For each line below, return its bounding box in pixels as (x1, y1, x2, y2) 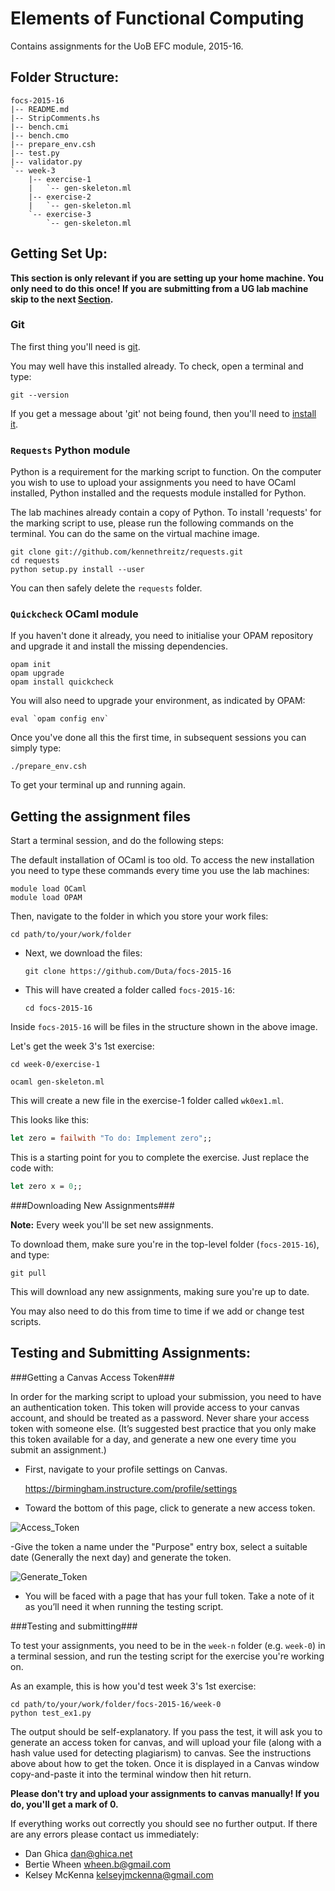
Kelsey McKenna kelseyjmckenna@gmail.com (24, 1868, 214, 1881)
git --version (10, 390, 70, 400)
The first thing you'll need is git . (10, 340, 141, 352)
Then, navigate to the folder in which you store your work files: (10, 910, 269, 922)
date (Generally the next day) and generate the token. (10, 1551, 232, 1563)
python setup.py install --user (10, 565, 145, 575)
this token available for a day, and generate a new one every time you (10, 1433, 297, 1445)
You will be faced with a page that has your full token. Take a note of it (24, 1590, 315, 1602)
